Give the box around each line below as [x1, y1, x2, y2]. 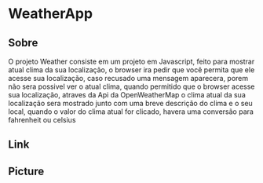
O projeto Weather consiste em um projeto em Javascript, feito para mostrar [8, 57, 255, 66]
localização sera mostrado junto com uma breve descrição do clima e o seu [8, 99, 253, 108]
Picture [8, 164, 45, 178]
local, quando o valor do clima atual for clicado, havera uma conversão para [8, 107, 254, 116]
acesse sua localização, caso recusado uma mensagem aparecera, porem [8, 74, 249, 82]
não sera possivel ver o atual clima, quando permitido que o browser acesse [8, 82, 255, 91]
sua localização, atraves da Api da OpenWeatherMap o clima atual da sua [8, 90, 246, 99]
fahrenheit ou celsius [8, 115, 76, 124]
